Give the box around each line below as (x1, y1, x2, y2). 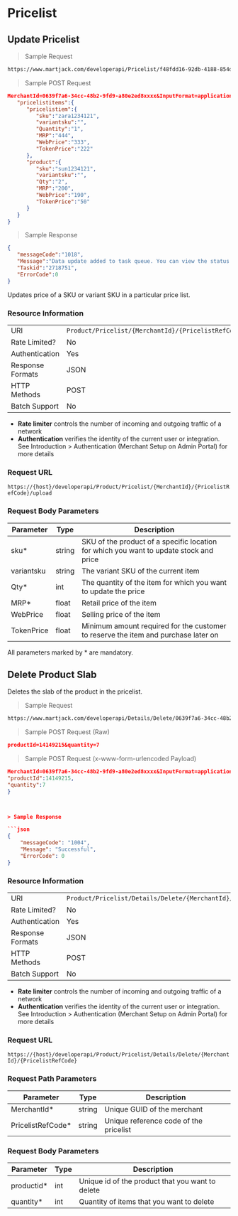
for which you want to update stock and (81, 545, 214, 555)
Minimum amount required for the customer (81, 620, 227, 630)
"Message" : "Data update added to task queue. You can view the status (16, 258, 230, 265)
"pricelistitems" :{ (16, 99, 74, 106)
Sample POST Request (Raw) (24, 728, 110, 736)
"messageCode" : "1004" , (20, 839, 91, 846)
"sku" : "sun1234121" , (35, 165, 97, 172)
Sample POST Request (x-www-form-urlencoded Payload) (24, 755, 197, 763)
